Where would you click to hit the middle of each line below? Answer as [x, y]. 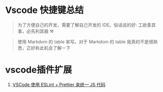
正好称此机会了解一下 [48, 48]
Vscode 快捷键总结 [44, 10]
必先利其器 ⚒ [40, 31]
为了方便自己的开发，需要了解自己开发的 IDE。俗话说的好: [77, 25]
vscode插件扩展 [39, 70]
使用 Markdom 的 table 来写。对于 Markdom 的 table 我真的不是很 [85, 42]
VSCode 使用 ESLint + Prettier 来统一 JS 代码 [59, 85]
